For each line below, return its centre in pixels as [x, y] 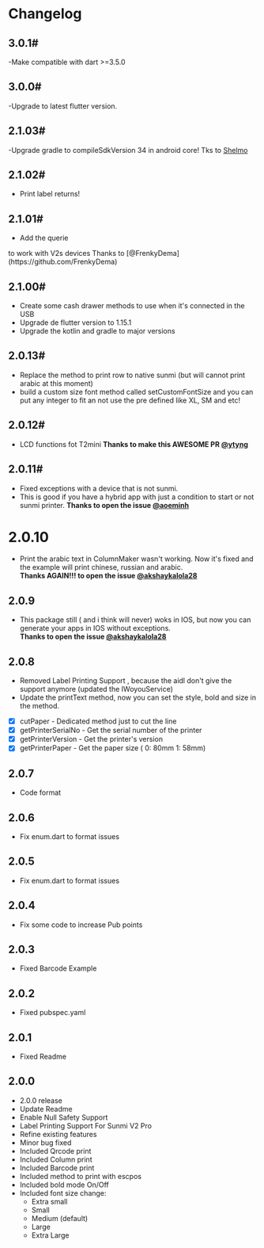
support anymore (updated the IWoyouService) [96, 689]
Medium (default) [60, 1218]
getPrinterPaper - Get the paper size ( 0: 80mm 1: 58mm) [113, 748]
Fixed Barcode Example [58, 968]
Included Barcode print [57, 1168]
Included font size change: [63, 1193]
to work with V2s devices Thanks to [66, 254]
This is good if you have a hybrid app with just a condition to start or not [137, 497]
